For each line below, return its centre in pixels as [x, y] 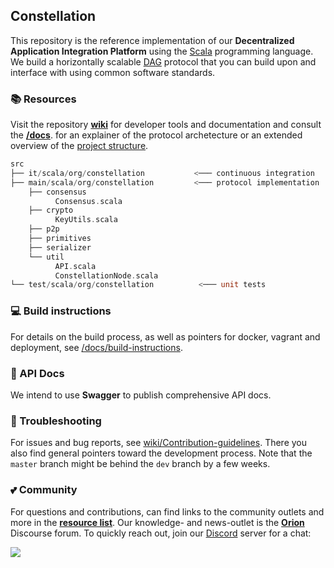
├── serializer [60, 247]
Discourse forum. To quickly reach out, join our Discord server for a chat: [161, 533]
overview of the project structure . [79, 146]
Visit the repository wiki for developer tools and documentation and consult [166, 125]
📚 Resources [43, 99]
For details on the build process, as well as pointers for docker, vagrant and [165, 336]
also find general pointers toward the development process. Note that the [161, 453]
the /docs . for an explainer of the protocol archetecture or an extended [156, 135]
